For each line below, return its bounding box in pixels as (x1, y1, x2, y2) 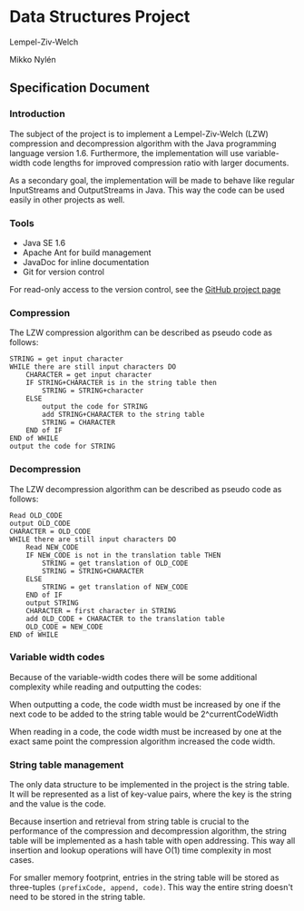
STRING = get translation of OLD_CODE (42, 559, 189, 568)
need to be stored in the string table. (9, 892, 146, 903)
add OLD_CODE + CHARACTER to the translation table (25, 614, 225, 623)
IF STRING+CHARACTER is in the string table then (25, 379, 218, 388)
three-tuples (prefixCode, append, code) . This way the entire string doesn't (9, 882, 293, 893)
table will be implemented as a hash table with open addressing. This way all (9, 836, 296, 847)
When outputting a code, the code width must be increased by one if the (9, 698, 281, 709)
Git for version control (22, 266, 105, 277)
